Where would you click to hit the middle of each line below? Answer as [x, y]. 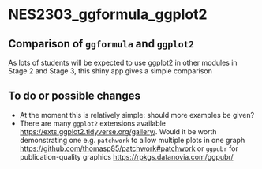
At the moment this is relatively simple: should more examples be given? [137, 115]
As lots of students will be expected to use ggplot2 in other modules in [123, 62]
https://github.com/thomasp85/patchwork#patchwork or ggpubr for [129, 148]
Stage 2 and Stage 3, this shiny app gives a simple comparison [110, 71]
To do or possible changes [74, 96]
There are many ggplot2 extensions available [92, 123]
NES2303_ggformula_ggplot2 [108, 15]
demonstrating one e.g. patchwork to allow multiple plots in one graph [132, 140]
